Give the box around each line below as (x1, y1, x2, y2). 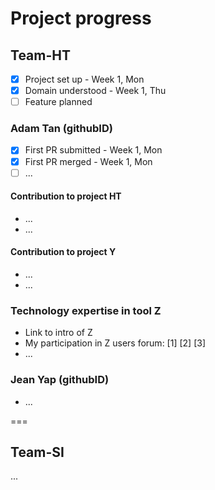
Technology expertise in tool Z (10, 304, 162, 317)
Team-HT (10, 47, 71, 64)
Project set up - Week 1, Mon (24, 73, 145, 85)
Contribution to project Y (10, 246, 117, 258)
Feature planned (24, 96, 93, 108)
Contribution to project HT (10, 190, 122, 202)
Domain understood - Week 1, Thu (24, 85, 167, 97)
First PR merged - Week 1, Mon (24, 155, 153, 167)
